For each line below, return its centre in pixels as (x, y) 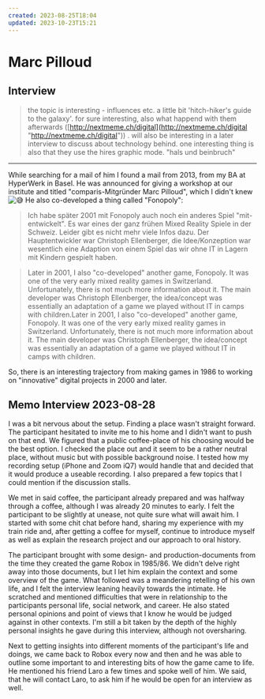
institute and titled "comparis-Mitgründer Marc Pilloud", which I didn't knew (131, 191)
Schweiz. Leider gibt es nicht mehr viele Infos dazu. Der (118, 232)
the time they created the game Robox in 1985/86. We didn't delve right (124, 564)
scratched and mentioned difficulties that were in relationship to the (118, 597)
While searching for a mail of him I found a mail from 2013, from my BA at (127, 175)
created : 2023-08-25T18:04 (52, 15)
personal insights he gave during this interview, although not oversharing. (127, 631)
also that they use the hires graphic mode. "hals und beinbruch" (131, 152)
